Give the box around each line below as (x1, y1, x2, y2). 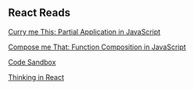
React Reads (8, 6, 70, 20)
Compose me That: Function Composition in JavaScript (8, 42, 186, 52)
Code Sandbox (8, 57, 56, 67)
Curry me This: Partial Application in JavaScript (8, 27, 161, 36)
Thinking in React (8, 72, 64, 81)
